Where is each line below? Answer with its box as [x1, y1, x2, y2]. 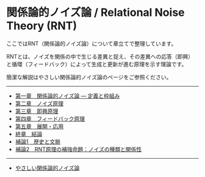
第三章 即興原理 [15, 107, 59, 115]
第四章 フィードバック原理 [15, 115, 85, 122]
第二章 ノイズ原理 [15, 99, 64, 107]
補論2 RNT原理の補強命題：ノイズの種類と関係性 [15, 145, 142, 153]
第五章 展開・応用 [15, 123, 64, 130]
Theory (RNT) [6, 19, 77, 33]
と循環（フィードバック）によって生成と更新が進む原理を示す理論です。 [6, 60, 187, 68]
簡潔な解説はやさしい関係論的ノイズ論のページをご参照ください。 [6, 73, 172, 81]
